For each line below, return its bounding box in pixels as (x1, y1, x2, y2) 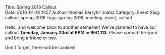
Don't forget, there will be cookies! (5, 45, 76, 50)
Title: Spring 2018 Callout (5, 4, 57, 10)
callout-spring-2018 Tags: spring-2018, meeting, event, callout (5, 15, 133, 20)
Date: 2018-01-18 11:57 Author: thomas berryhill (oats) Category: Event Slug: (5, 9, 161, 15)
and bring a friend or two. (5, 35, 57, 41)
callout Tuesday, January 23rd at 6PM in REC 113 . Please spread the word (5, 30, 158, 35)
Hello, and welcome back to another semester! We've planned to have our (5, 24, 157, 30)
